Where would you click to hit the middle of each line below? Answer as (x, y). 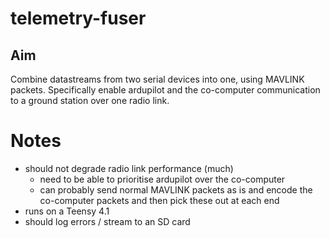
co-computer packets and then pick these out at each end (159, 200)
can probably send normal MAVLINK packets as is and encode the (176, 189)
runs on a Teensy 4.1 (67, 211)
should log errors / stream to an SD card (107, 221)
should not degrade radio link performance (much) (129, 168)
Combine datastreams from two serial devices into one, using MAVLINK (157, 79)
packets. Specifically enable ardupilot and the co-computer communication (165, 90)
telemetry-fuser (78, 18)
